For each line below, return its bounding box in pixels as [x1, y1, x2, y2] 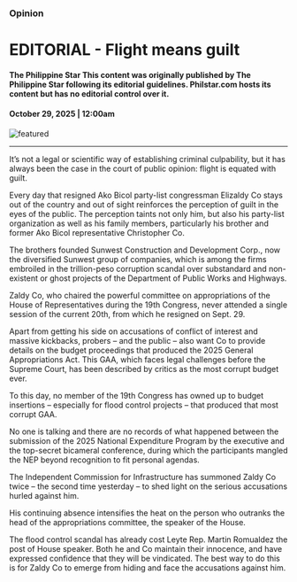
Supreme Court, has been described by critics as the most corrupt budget [9, 363, 279, 374]
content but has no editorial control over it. [9, 88, 170, 99]
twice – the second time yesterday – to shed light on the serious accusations [9, 481, 288, 492]
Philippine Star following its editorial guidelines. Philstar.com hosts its [9, 79, 271, 89]
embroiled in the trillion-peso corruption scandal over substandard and [9, 263, 267, 274]
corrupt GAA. [9, 408, 57, 419]
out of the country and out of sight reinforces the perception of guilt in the [9, 198, 279, 210]
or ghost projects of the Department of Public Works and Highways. [39, 273, 287, 283]
